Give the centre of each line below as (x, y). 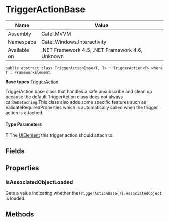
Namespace (22, 42)
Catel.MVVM (56, 34)
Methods (20, 214)
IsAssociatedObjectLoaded (39, 182)
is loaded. (15, 198)
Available (18, 50)
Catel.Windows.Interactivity (74, 42)
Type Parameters (24, 124)
